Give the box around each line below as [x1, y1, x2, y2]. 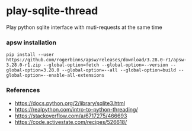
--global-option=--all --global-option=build [62, 67, 177, 73]
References [6, 86, 40, 94]
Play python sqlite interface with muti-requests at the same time [6, 24, 162, 31]
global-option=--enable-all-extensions [6, 73, 105, 78]
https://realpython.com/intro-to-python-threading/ [14, 106, 138, 113]
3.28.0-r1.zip [6, 62, 41, 68]
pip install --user [6, 52, 55, 58]
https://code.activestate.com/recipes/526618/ [14, 118, 127, 125]
